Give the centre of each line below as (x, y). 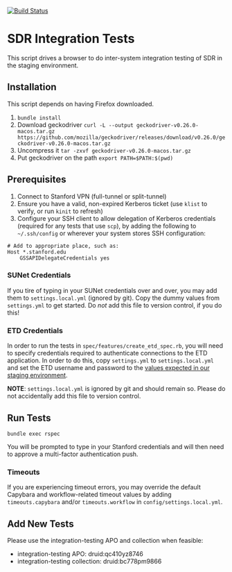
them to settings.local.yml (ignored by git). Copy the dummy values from (114, 298)
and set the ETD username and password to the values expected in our (108, 368)
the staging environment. (43, 65)
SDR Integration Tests (71, 39)
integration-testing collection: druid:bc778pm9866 (89, 562)
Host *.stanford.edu (37, 252)
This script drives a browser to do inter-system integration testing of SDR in (115, 58)
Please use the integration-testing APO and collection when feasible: (105, 541)
